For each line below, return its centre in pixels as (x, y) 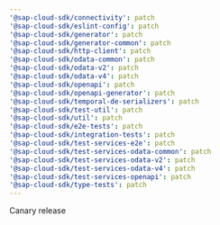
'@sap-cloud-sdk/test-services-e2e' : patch (92, 143)
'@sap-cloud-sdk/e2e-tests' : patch (76, 127)
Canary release (37, 211)
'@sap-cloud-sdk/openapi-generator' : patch (92, 93)
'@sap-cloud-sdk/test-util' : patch (76, 110)
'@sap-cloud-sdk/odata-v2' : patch (74, 68)
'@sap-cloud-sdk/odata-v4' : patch (74, 76)
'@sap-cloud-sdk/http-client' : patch (80, 51)
